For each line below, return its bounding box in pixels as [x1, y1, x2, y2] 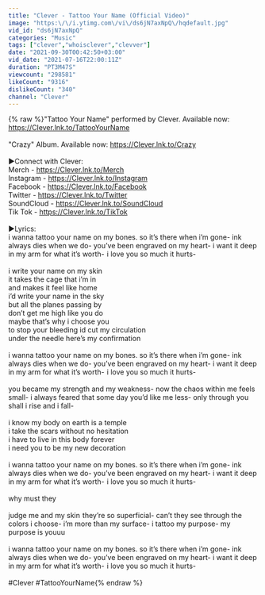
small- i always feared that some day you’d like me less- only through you [8, 393, 249, 402]
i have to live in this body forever [8, 435, 115, 444]
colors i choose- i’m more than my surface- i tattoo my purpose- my [8, 519, 231, 528]
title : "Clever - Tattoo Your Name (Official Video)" [8, 11, 190, 20]
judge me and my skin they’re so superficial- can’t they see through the [8, 511, 242, 520]
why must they [8, 493, 57, 504]
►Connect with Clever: [8, 156, 83, 167]
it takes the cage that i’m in [8, 274, 97, 284]
